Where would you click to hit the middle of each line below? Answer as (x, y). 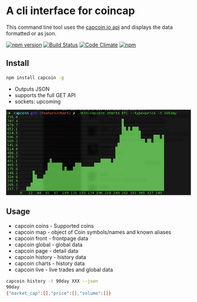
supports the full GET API (45, 95)
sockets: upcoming (38, 101)
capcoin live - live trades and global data (64, 270)
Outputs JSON (32, 89)
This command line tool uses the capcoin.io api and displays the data (89, 27)
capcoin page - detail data (46, 251)
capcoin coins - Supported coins (54, 225)
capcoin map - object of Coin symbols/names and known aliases (93, 232)
